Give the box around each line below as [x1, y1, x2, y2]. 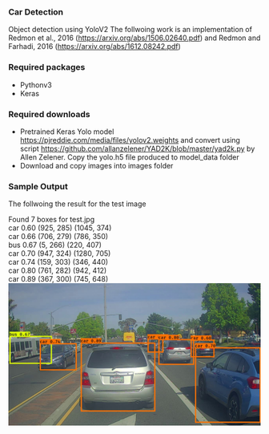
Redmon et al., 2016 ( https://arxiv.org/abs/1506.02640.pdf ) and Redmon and [8, 33, 261, 43]
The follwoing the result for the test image [8, 199, 147, 209]
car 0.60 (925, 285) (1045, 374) [8, 223, 112, 233]
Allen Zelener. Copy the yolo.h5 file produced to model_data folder [19, 152, 239, 162]
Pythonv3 [19, 79, 52, 90]
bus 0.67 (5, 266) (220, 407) [8, 240, 102, 250]
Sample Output [8, 180, 68, 192]
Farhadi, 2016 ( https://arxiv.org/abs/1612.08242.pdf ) [8, 42, 182, 51]
